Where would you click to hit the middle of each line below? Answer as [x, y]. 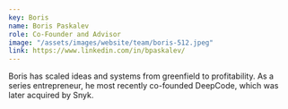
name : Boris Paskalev [49, 26]
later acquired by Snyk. [51, 96]
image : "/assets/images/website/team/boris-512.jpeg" [111, 42]
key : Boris [29, 17]
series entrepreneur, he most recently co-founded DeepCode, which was [144, 86]
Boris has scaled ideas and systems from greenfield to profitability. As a [141, 76]
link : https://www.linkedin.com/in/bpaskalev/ [97, 51]
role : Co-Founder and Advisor [65, 34]
